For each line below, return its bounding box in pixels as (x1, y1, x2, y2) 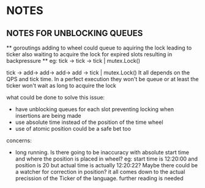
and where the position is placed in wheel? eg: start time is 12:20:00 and (15, 155, 198, 162)
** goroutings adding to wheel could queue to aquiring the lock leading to (6, 44, 192, 51)
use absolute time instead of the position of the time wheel (15, 118, 163, 126)
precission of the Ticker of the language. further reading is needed (15, 175, 184, 182)
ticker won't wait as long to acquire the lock (6, 82, 116, 89)
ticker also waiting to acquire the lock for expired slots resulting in (6, 51, 173, 58)
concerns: (6, 137, 32, 144)
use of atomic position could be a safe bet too (15, 125, 132, 132)
